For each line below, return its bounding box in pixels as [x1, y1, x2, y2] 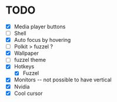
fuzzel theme [14, 57, 46, 64]
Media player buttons [14, 23, 66, 30]
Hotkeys [14, 63, 35, 70]
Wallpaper [14, 50, 39, 57]
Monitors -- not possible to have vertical [14, 76, 112, 83]
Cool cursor [14, 90, 43, 97]
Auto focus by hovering [14, 37, 71, 44]
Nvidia [14, 83, 30, 90]
